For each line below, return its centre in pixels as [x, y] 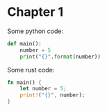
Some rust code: [31, 70]
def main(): [24, 43]
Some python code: [35, 31]
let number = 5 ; [43, 89]
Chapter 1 [35, 12]
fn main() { [24, 82]
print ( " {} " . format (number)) [60, 57]
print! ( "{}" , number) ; [52, 95]
